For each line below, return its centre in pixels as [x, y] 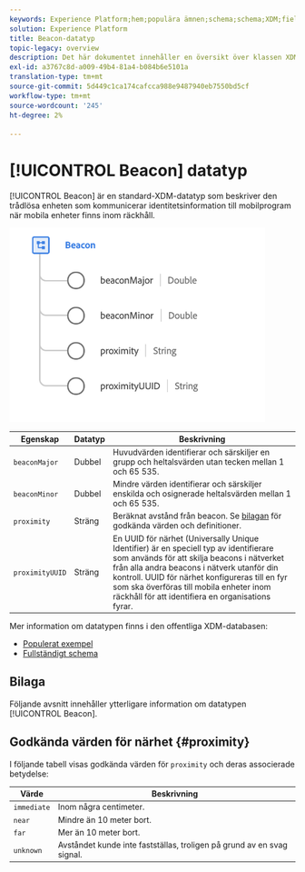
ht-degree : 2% [36, 115]
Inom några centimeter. [101, 807]
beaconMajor [36, 462]
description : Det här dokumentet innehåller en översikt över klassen [146, 58]
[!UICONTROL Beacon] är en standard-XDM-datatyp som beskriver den [143, 196]
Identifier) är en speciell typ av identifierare [193, 548]
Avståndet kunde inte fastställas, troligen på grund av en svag [172, 845]
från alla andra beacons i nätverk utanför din [196, 567]
